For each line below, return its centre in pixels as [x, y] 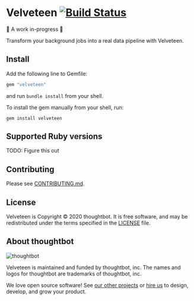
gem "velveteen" [26, 84]
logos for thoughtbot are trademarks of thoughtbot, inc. [74, 274]
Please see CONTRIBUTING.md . [45, 183]
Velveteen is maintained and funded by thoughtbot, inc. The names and [93, 267]
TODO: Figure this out [33, 151]
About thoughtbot [40, 241]
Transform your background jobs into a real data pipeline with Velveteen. [95, 40]
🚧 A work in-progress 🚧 [35, 29]
